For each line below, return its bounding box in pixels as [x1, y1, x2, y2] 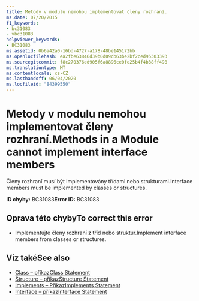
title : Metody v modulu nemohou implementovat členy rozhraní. [6, 8, 168, 15]
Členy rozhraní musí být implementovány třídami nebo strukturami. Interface [6, 177, 193, 185]
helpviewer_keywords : [6, 37, 61, 43]
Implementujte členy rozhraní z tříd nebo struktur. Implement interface [14, 229, 187, 236]
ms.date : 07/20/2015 [6, 14, 58, 20]
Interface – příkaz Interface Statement [14, 288, 107, 295]
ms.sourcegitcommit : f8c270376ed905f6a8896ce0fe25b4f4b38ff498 [6, 59, 168, 65]
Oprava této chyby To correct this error [6, 213, 153, 224]
